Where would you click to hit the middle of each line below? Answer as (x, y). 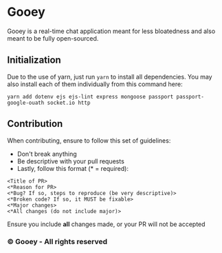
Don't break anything (47, 154)
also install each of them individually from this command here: (95, 84)
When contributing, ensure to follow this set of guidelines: (89, 140)
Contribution (35, 124)
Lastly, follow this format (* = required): (73, 168)
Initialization (34, 60)
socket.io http (69, 103)
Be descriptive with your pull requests (71, 161)
